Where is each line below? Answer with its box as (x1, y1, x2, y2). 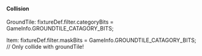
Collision (6, 5, 29, 12)
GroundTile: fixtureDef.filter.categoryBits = (6, 18, 114, 26)
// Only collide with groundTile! (6, 43, 84, 51)
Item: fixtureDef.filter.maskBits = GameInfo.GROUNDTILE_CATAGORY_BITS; (6, 37, 196, 44)
